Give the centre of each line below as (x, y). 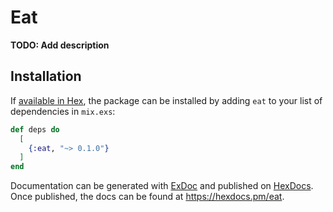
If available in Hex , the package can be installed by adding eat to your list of (166, 100)
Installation (46, 76)
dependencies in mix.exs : (63, 111)
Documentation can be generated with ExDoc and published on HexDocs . (162, 186)
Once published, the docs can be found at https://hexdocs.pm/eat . (147, 197)
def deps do (35, 129)
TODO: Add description (60, 45)
